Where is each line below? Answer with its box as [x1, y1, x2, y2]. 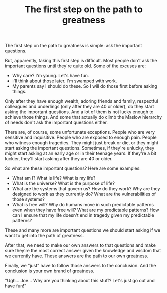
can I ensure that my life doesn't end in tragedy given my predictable [12, 212, 154, 218]
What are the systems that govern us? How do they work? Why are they [12, 186, 160, 192]
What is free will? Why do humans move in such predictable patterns [12, 202, 154, 208]
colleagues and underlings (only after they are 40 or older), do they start [5, 104, 154, 110]
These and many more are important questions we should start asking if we [5, 227, 161, 233]
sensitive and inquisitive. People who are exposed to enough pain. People [5, 134, 157, 141]
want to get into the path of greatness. [5, 233, 84, 239]
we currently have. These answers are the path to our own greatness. [5, 253, 148, 259]
